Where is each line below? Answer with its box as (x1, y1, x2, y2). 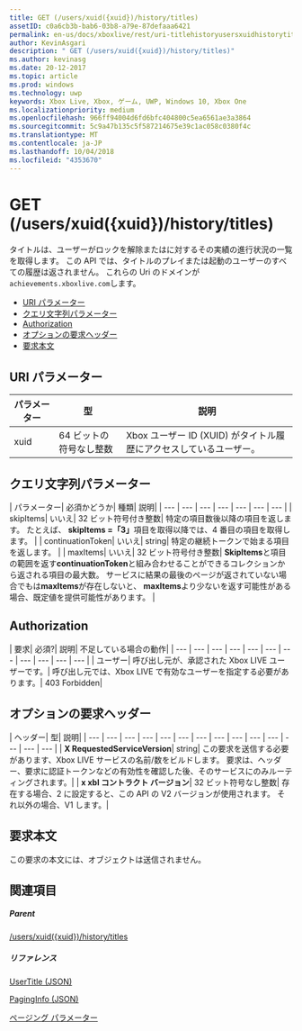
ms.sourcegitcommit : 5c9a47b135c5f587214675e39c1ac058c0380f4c (9, 122, 252, 131)
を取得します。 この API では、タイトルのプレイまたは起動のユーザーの (9, 256, 272, 267)
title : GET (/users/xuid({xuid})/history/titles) (9, 13, 200, 23)
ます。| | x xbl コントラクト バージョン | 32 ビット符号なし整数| (48, 776, 280, 788)
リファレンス (9, 953, 57, 963)
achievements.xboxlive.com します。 (9, 278, 141, 289)
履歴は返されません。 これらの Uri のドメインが (24, 267, 200, 277)
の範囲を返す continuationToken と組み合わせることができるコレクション (9, 558, 278, 569)
